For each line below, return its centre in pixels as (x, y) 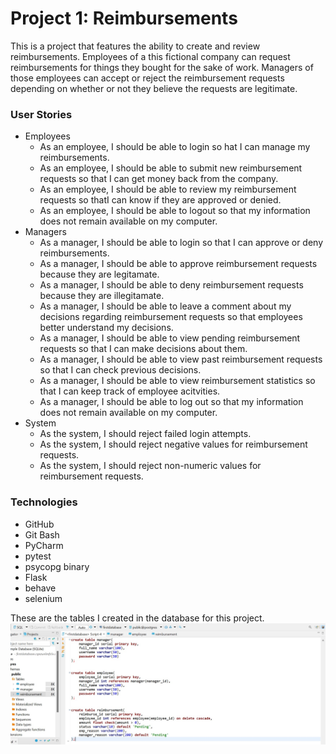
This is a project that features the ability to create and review (135, 46)
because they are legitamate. (99, 274)
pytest (38, 556)
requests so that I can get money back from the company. (159, 179)
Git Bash (42, 534)
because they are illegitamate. (102, 296)
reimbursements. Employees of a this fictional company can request (150, 56)
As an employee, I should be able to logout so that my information (175, 211)
